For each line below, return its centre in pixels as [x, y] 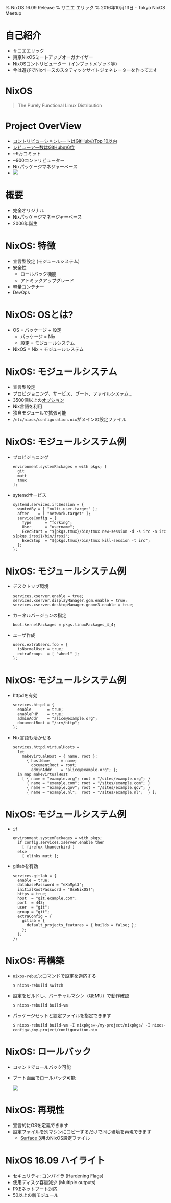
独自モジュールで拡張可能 [39, 412]
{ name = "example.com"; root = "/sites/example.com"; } [88, 783]
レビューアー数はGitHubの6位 [44, 147]
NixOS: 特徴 [31, 246]
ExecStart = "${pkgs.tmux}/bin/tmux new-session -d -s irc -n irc [94, 531]
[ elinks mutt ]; [40, 856]
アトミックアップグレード [47, 280]
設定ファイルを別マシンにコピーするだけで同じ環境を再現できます [82, 1132]
